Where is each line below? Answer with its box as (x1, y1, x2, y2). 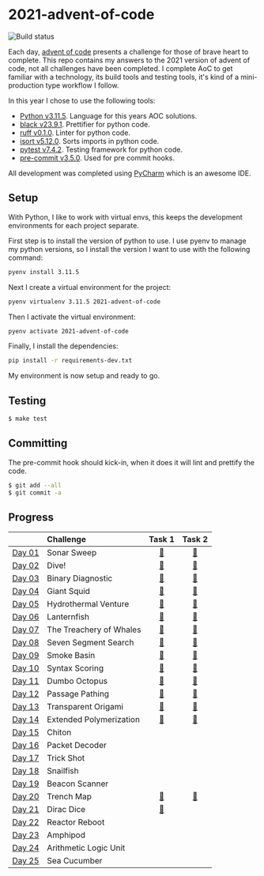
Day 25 (12, 855, 40, 867)
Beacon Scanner (47, 778, 109, 789)
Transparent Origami (47, 701, 124, 712)
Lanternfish (47, 611, 89, 622)
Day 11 (12, 675, 40, 686)
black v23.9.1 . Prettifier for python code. (19, 119, 150, 129)
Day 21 (12, 804, 40, 815)
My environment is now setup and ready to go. (8, 371, 160, 381)
